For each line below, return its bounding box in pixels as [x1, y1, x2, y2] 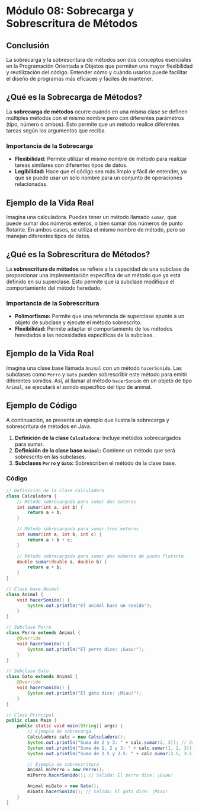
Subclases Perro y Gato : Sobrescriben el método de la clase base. [14, 459, 176, 467]
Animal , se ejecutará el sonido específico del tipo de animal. [6, 383, 152, 390]
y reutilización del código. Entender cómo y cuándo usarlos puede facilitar [6, 69, 188, 75]
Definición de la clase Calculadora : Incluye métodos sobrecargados [14, 434, 181, 441]
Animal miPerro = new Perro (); [27, 767, 105, 773]
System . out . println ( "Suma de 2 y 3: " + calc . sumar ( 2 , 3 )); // [27, 739, 187, 746]
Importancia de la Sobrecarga [6, 141, 94, 150]
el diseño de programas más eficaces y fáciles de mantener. [6, 75, 153, 82]
